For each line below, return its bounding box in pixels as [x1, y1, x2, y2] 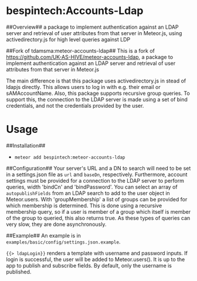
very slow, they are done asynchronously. [6, 221, 107, 228]
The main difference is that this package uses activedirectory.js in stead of [6, 77, 186, 84]
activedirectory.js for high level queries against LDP [6, 36, 131, 43]
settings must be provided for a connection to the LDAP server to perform [6, 177, 185, 184]
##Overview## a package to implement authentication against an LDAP [6, 23, 179, 30]
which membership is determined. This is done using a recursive [6, 202, 162, 209]
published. [6, 268, 32, 275]
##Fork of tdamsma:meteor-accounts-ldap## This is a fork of [6, 47, 155, 54]
